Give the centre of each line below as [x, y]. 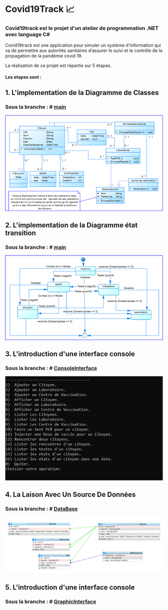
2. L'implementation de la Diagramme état [71, 225]
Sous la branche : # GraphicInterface [51, 601]
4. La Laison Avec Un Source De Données [70, 494]
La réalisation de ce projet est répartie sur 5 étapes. [58, 65]
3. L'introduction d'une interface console [70, 354]
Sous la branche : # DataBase [41, 508]
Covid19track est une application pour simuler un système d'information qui [83, 45]
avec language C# [27, 34]
